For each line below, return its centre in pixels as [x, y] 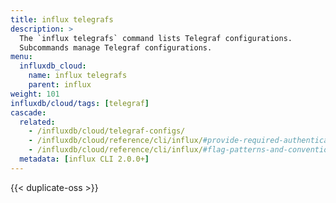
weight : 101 [35, 94]
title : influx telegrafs [62, 19]
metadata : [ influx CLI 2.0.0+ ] [84, 159]
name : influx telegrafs [78, 76]
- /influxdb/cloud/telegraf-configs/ [107, 131]
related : [37, 122]
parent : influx [60, 85]
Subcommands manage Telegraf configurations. [116, 47]
